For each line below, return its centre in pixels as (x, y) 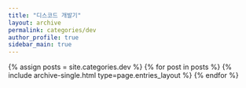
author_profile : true (44, 37)
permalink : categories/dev (52, 30)
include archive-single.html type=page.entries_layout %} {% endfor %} (123, 75)
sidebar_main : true (40, 45)
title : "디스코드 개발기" (45, 15)
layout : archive (35, 23)
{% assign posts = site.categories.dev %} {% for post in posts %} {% (120, 67)
